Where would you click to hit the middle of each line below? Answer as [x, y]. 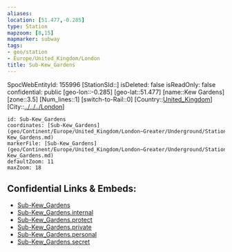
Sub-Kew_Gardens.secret [54, 242]
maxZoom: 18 [24, 167]
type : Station [28, 26]
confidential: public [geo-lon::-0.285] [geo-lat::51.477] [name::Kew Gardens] [116, 92]
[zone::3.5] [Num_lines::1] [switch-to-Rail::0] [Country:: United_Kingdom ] [110, 99]
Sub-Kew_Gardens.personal [57, 235]
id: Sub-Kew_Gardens [37, 119]
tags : [15, 46]
